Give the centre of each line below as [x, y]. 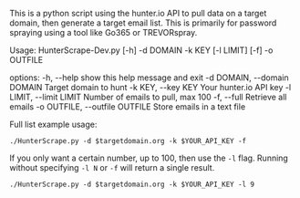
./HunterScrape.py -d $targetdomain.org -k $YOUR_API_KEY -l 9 [132, 184]
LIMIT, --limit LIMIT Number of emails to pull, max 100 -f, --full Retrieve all [148, 97]
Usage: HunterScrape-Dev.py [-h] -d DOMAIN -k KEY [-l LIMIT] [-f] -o [141, 50]
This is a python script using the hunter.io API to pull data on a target [138, 13]
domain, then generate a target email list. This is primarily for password [143, 23]
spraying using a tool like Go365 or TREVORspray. [103, 32]
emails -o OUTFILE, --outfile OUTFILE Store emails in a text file [128, 107]
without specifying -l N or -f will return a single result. [112, 167]
